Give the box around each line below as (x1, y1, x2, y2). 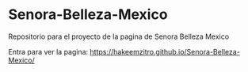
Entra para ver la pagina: (8, 47, 89, 56)
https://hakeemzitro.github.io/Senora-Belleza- (90, 47, 240, 56)
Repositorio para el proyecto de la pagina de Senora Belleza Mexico (8, 32, 230, 41)
